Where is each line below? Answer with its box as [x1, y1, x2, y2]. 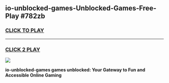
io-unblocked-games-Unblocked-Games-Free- [5, 4, 157, 13]
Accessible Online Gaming [5, 72, 62, 78]
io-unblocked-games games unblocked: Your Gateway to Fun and [5, 66, 145, 72]
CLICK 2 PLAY [5, 46, 40, 53]
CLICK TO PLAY [5, 27, 44, 34]
